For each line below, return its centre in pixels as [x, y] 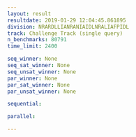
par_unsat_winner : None [42, 92]
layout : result [29, 14]
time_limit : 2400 [32, 46]
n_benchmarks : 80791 [37, 40]
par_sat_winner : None [39, 85]
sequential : [24, 104]
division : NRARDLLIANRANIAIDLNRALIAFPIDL [68, 27]
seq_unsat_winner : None [42, 72]
